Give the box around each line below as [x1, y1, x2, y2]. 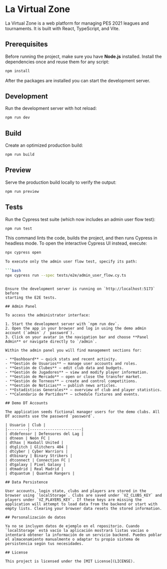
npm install [5, 68, 30, 73]
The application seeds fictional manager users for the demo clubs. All [5, 409, 160, 414]
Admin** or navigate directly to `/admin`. [5, 339, 97, 344]
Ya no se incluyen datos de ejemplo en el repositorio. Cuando [5, 523, 140, 528]
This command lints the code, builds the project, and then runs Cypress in [5, 235, 157, 241]
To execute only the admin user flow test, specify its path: [5, 259, 137, 264]
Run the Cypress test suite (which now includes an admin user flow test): [5, 216, 156, 222]
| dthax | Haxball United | [5, 440, 64, 445]
